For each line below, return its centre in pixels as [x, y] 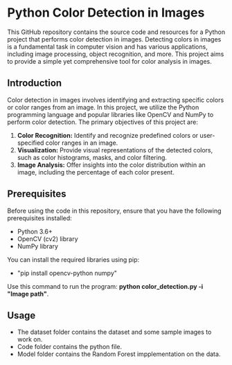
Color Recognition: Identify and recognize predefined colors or [108, 135]
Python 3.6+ [35, 231]
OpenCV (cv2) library [47, 239]
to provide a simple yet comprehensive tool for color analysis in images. [110, 61]
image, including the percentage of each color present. [96, 172]
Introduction [35, 83]
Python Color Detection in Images [106, 13]
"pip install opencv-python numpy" [67, 273]
